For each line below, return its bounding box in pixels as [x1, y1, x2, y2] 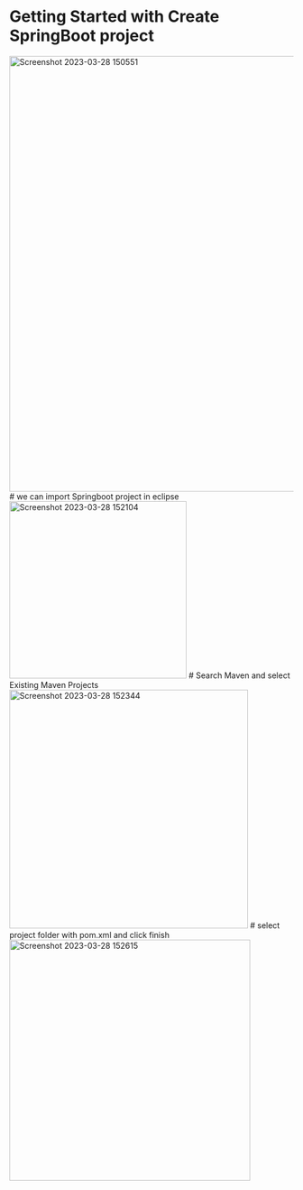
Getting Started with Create [9, 6, 220, 27]
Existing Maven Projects [9, 679, 99, 690]
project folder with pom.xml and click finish [9, 929, 170, 940]
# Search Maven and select [188, 670, 290, 681]
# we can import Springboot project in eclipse [9, 490, 179, 502]
